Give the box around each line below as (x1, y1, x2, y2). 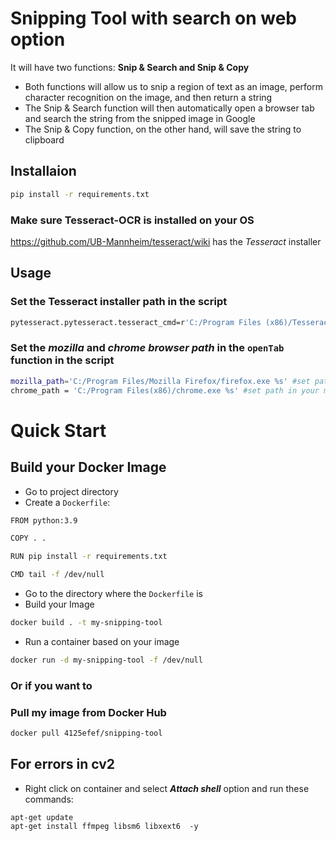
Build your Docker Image (10, 459, 167, 476)
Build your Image (24, 598, 95, 611)
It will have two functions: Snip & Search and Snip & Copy (10, 61, 250, 73)
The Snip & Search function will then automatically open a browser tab (24, 102, 315, 114)
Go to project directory (24, 485, 119, 497)
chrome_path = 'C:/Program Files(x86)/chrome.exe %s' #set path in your (10, 385, 320, 396)
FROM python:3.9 (10, 515, 78, 526)
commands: (24, 793, 74, 805)
